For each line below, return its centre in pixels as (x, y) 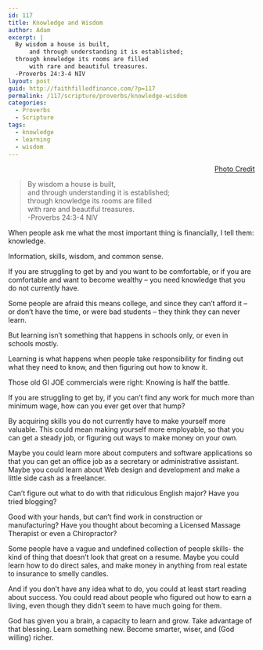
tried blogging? (32, 502)
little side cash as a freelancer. (58, 478)
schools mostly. (33, 344)
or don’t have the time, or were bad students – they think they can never (124, 312)
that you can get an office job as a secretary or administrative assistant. (124, 462)
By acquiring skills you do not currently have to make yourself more (117, 422)
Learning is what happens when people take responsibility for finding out (126, 359)
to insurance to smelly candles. (58, 574)
